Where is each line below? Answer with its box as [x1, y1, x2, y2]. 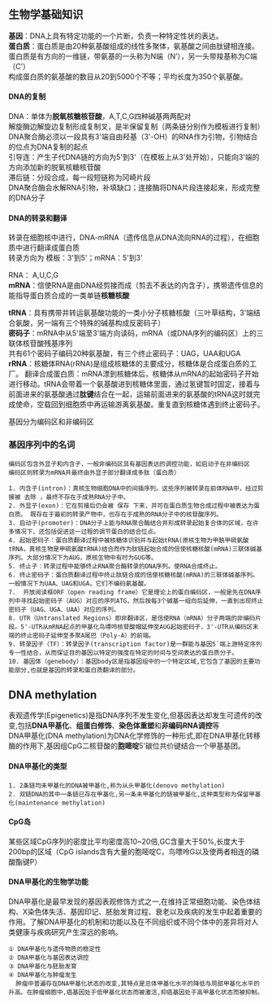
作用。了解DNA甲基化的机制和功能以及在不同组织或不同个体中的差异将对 [8, 917, 252, 927]
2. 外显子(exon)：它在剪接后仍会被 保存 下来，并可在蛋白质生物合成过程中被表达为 [8, 502, 254, 510]
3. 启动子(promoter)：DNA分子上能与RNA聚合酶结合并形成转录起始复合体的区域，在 [8, 519, 253, 527]
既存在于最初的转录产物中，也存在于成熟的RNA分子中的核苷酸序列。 [29, 510, 223, 519]
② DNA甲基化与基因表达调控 [8, 954, 89, 962]
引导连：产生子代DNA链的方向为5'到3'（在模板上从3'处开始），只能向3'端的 [8, 152, 260, 162]
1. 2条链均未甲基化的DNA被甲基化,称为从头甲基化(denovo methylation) [8, 781, 226, 790]
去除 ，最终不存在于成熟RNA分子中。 [24, 493, 130, 501]
